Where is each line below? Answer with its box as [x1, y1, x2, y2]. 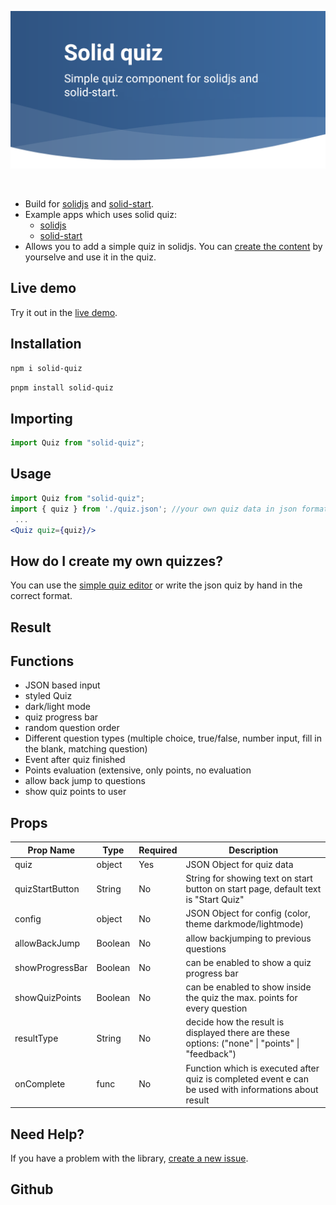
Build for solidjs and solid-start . [24, 198, 155, 210]
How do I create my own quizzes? [10, 552, 223, 570]
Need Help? [10, 1126, 85, 1143]
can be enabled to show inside [185, 981, 312, 993]
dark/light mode [24, 701, 92, 713]
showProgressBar [14, 962, 88, 974]
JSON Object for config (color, [185, 907, 312, 920]
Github [10, 1181, 54, 1198]
